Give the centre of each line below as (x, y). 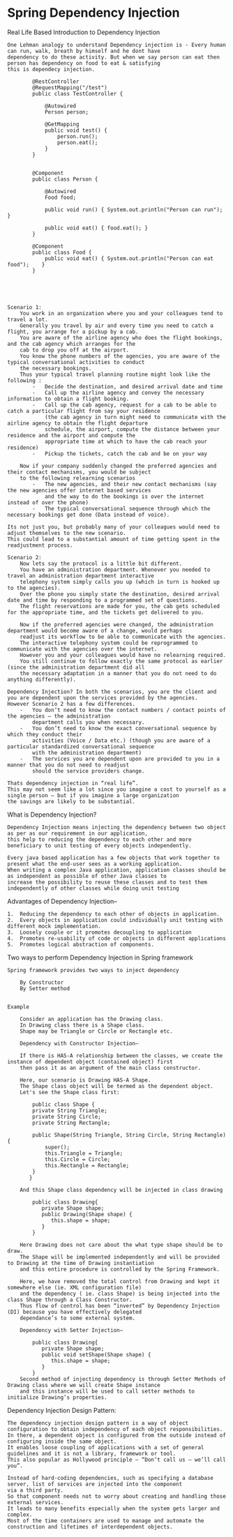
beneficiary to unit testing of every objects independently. (99, 845)
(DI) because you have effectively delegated (74, 1312)
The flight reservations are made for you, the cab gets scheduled (120, 606)
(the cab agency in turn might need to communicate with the (135, 417)
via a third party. (36, 1490)
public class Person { (65, 179)
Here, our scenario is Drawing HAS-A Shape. (85, 1080)
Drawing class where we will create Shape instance (84, 1385)
